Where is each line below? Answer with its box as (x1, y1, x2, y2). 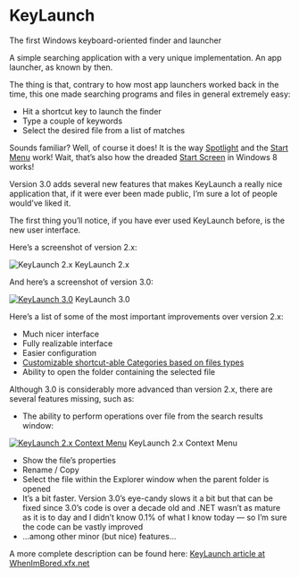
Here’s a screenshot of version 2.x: (9, 242, 137, 252)
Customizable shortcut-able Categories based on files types (21, 357, 245, 368)
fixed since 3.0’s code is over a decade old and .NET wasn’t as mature (21, 502, 281, 513)
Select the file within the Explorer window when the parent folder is (21, 473, 270, 484)
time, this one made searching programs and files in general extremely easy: (9, 89, 291, 99)
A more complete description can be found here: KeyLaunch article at (9, 547, 265, 559)
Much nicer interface (21, 328, 100, 339)
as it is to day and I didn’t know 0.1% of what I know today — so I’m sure (21, 512, 287, 522)
